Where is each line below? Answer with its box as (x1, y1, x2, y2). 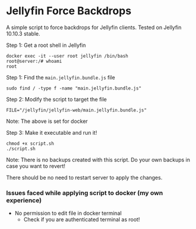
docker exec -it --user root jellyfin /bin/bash (6, 53, 128, 59)
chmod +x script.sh (6, 141, 54, 147)
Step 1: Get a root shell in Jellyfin (6, 42, 86, 49)
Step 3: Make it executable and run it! (6, 129, 98, 136)
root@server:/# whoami (6, 58, 62, 64)
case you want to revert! (6, 162, 66, 170)
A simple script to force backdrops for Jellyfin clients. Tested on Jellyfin (6, 24, 182, 31)
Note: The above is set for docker (6, 117, 88, 125)
